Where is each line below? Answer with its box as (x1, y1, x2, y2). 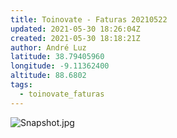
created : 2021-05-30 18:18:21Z (10, 33, 141, 43)
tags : (10, 80, 33, 90)
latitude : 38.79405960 (10, 52, 105, 62)
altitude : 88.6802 (10, 71, 87, 81)
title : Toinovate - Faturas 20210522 (10, 14, 168, 25)
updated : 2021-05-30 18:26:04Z (10, 24, 141, 34)
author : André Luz (10, 42, 87, 53)
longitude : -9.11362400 (10, 61, 110, 71)
